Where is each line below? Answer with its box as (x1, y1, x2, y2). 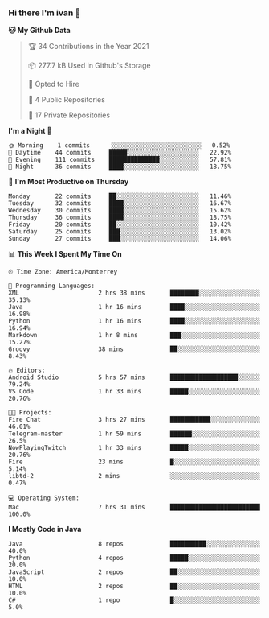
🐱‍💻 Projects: (8, 409, 52, 417)
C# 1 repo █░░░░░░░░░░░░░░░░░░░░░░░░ (8, 596, 261, 604)
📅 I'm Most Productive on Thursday (8, 177, 129, 187)
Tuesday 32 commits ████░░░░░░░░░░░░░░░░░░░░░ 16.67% (8, 200, 231, 208)
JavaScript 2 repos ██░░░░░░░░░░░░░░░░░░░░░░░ (8, 568, 261, 576)
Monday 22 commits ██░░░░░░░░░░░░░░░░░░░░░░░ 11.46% (8, 192, 231, 200)
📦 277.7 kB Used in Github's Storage (27, 60, 151, 71)
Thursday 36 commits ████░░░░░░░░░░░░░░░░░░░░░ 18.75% (8, 213, 231, 222)
